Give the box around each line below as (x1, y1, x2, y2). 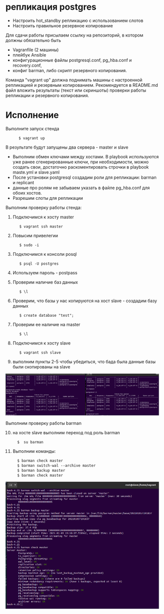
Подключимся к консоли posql (12, 251, 77, 257)
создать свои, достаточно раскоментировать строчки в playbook (12, 164, 149, 170)
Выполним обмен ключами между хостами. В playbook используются (12, 153, 159, 159)
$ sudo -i (19, 243, 39, 248)
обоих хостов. (12, 190, 42, 196)
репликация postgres (5, 1, 97, 13)
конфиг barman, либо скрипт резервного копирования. (12, 67, 127, 73)
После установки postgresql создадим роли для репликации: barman (12, 174, 157, 180)
